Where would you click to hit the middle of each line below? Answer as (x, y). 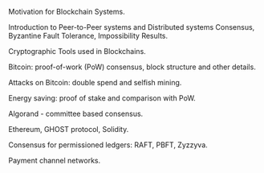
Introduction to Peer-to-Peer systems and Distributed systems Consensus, (132, 27)
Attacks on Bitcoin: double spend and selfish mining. (95, 82)
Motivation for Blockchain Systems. (67, 12)
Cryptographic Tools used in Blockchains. (77, 51)
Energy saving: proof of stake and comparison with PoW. (102, 98)
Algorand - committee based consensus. (76, 113)
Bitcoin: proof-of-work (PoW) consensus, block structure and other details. (132, 67)
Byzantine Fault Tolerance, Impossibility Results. (88, 36)
